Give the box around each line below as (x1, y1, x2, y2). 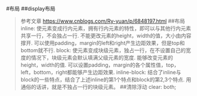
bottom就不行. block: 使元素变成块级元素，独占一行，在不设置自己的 (20, 47, 186, 54)
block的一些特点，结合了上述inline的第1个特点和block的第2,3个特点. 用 (20, 76, 192, 83)
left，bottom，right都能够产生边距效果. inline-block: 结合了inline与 (20, 69, 181, 76)
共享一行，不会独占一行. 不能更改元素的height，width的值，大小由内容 (20, 32, 192, 39)
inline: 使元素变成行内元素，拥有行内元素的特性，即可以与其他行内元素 (20, 25, 191, 32)
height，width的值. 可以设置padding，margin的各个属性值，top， (20, 61, 179, 68)
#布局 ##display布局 (6, 5, 56, 12)
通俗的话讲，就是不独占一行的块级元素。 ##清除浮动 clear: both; (20, 84, 176, 90)
